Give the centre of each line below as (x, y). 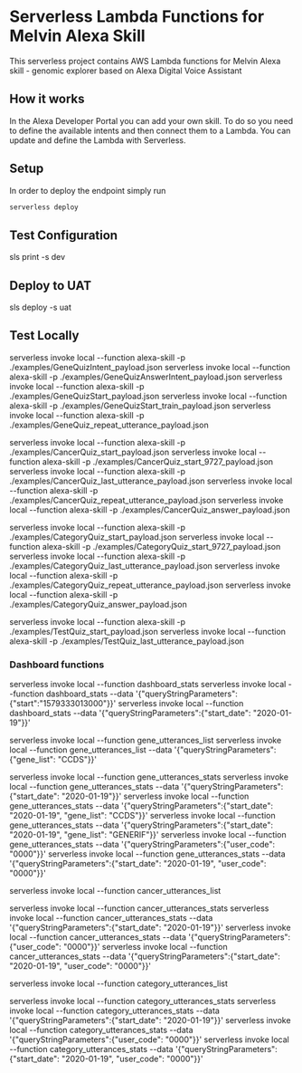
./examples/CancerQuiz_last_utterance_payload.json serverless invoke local (151, 481)
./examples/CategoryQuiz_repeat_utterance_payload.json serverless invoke (150, 585)
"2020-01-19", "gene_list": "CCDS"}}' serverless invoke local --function (142, 816)
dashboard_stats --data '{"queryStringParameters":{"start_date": (130, 714)
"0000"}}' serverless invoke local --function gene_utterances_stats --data (148, 854)
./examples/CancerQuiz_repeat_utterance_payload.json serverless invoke (146, 500)
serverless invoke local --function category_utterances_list (119, 983)
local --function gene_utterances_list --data (91, 750)
